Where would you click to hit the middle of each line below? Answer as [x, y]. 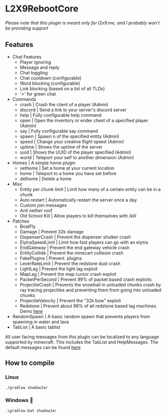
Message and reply [40, 67]
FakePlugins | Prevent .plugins [51, 258]
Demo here [31, 311]
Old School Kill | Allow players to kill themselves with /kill [78, 215]
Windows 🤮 [19, 401]
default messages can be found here [43, 347]
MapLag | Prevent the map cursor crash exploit [68, 274]
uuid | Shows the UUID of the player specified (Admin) [76, 152]
